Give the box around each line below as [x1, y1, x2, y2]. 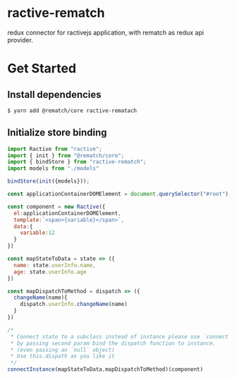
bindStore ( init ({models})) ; [7, 178, 90, 185]
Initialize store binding [7, 127, 107, 139]
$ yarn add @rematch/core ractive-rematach [7, 107, 138, 114]
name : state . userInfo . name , [13, 262, 97, 269]
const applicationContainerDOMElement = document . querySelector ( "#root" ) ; [7, 190, 232, 197]
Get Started [7, 61, 76, 77]
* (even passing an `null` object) [10, 346, 115, 353]
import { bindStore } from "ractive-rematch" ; [7, 159, 147, 166]
